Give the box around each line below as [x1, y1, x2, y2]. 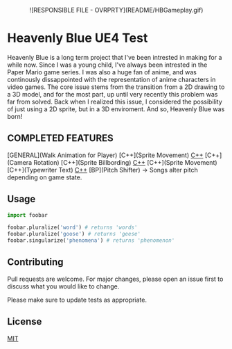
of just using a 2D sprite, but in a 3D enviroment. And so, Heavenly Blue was [7, 104, 225, 113]
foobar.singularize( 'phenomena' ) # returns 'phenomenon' [7, 237, 175, 244]
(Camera [7, 158, 33, 166]
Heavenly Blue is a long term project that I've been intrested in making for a [7, 53, 222, 61]
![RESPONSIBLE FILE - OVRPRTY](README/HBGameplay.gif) [29, 6, 204, 14]
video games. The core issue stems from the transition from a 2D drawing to [7, 83, 225, 91]
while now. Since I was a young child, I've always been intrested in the [7, 60, 208, 69]
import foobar [7, 211, 48, 218]
